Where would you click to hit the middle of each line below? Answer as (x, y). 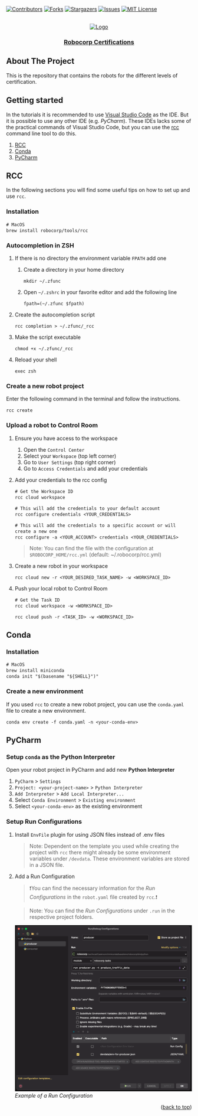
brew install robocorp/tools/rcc (47, 230)
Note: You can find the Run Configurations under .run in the (102, 911)
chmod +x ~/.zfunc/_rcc (44, 348)
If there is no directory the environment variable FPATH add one (90, 258)
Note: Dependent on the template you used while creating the (104, 846)
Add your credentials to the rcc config (61, 480)
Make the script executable (48, 337)
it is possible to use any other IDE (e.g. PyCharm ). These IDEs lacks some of (99, 120)
